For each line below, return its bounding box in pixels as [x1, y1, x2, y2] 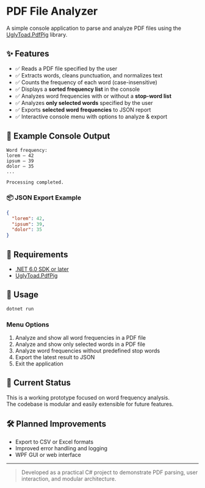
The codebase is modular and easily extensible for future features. [6, 400, 174, 407]
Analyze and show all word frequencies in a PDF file [15, 334, 146, 342]
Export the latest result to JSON [15, 354, 95, 361]
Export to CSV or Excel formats [15, 438, 93, 445]
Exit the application [15, 360, 64, 367]
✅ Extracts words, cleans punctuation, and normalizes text [15, 71, 163, 79]
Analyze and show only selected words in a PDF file [15, 340, 145, 348]
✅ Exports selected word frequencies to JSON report [15, 106, 151, 113]
